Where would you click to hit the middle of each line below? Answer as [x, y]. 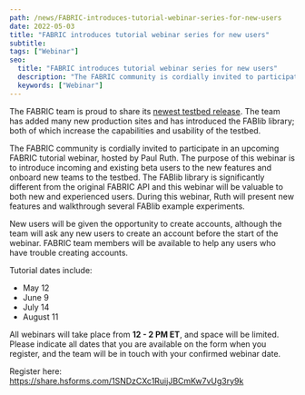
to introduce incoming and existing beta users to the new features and [141, 167]
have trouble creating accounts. [69, 252]
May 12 [36, 288]
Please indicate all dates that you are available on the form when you [138, 344]
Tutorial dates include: [51, 270]
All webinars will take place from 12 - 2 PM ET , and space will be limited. [144, 334]
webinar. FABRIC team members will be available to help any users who [143, 242]
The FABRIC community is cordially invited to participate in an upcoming [144, 148]
